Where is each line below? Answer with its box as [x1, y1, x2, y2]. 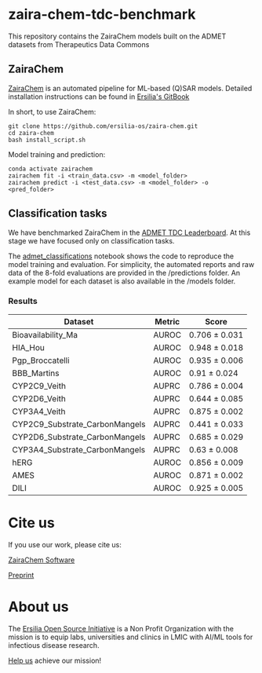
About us [8, 598, 69, 616]
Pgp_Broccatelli [12, 355, 70, 366]
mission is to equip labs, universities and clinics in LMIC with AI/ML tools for [8, 632, 253, 642]
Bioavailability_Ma [12, 329, 78, 340]
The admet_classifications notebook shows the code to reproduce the [8, 251, 235, 261]
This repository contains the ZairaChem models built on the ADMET [8, 31, 227, 41]
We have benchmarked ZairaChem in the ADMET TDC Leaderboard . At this [8, 228, 251, 237]
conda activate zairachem [8, 165, 93, 173]
